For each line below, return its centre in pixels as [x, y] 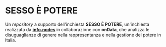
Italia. [11, 40]
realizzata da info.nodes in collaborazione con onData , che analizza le [77, 29]
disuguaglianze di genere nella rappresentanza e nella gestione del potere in [83, 35]
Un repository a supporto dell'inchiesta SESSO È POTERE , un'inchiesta [77, 24]
